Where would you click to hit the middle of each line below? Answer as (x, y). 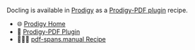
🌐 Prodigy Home (41, 24)
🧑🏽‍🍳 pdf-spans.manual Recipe (61, 39)
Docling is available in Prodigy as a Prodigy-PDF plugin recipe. (97, 10)
